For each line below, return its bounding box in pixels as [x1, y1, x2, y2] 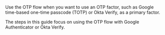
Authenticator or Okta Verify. [5, 24, 65, 30]
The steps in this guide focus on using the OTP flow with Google [5, 19, 139, 25]
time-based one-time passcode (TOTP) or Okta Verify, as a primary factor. [5, 9, 160, 15]
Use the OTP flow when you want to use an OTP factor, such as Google [5, 4, 154, 10]
